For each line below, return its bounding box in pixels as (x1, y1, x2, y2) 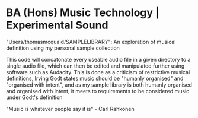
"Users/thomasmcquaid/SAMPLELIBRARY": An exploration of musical (6, 38, 176, 45)
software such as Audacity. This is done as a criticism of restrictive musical (6, 68, 190, 75)
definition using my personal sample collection (6, 44, 120, 52)
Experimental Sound (6, 18, 108, 32)
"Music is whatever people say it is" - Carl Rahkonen (6, 105, 135, 112)
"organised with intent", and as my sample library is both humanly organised (6, 81, 193, 88)
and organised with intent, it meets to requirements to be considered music (6, 87, 190, 94)
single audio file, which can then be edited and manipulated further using (6, 62, 185, 69)
